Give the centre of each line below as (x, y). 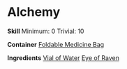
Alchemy (34, 12)
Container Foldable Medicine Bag (56, 44)
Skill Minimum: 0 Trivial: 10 (46, 31)
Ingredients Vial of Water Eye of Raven (63, 58)
